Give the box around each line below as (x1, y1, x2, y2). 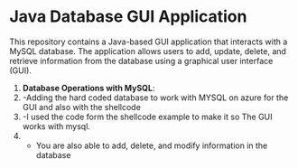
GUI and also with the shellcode (22, 101, 142, 112)
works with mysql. (22, 120, 90, 132)
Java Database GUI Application (9, 6, 247, 27)
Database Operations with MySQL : (22, 82, 155, 93)
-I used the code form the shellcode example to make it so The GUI (22, 111, 273, 122)
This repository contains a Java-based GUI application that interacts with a (9, 36, 288, 47)
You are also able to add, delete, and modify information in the (35, 140, 268, 151)
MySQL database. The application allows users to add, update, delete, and (9, 45, 287, 56)
